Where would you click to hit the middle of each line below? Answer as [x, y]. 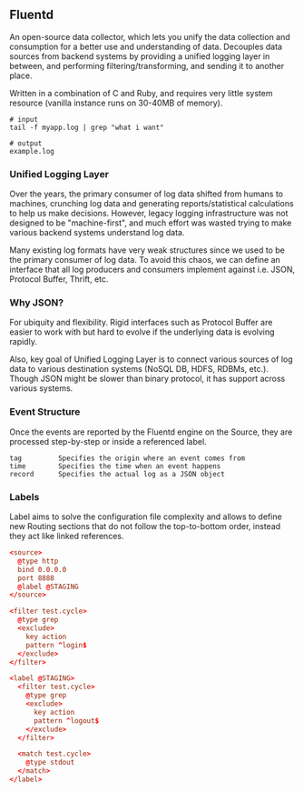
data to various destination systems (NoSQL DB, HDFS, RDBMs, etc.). [139, 369]
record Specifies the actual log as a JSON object [117, 474]
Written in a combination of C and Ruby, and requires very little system [141, 93]
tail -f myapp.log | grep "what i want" [87, 127]
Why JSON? [37, 303]
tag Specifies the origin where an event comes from [127, 458]
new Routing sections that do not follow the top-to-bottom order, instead [145, 526]
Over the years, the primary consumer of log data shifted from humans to [147, 194]
